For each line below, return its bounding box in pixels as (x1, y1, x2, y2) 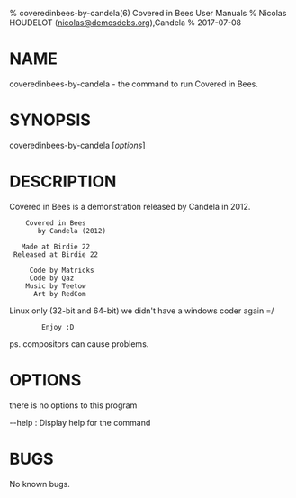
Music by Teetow (25, 281, 87, 291)
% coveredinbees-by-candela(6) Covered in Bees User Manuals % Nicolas (9, 8, 287, 18)
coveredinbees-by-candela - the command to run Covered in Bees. (9, 78, 259, 89)
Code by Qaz (29, 274, 75, 283)
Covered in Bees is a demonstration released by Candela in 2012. (9, 201, 251, 212)
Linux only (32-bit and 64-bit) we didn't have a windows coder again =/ (9, 305, 274, 316)
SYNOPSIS (9, 110, 92, 131)
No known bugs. (9, 478, 70, 489)
